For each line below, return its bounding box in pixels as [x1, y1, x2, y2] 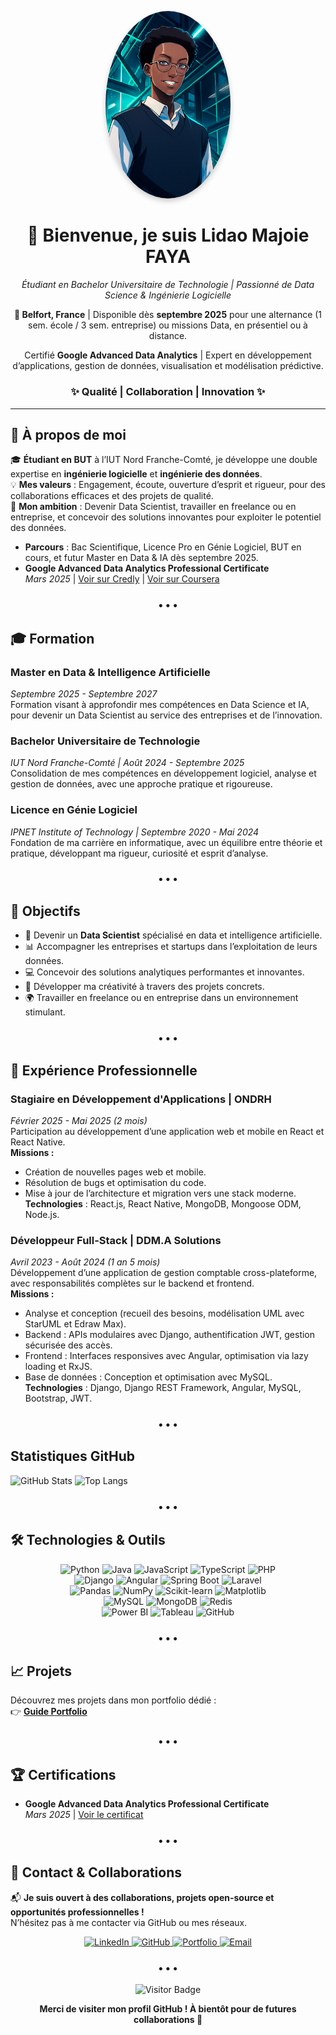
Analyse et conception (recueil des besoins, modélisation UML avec [24, 1307, 305, 1320]
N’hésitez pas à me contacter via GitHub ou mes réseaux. [10, 1916, 248, 1928]
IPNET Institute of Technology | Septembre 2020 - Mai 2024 [10, 826, 260, 838]
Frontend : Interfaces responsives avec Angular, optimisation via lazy [24, 1350, 309, 1362]
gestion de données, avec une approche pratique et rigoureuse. [10, 778, 273, 790]
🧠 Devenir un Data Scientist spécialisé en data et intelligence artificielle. [24, 929, 323, 941]
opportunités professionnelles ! [10, 1906, 145, 1918]
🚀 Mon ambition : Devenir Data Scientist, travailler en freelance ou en [10, 501, 297, 513]
